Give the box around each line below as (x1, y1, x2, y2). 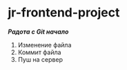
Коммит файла (17, 48, 61, 56)
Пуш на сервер (17, 55, 63, 63)
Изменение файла (17, 40, 72, 49)
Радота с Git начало (8, 27, 69, 36)
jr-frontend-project (8, 5, 120, 21)
